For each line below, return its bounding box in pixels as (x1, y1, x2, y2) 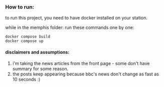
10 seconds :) (12, 76, 41, 82)
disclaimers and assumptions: (5, 49, 70, 55)
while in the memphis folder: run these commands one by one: (5, 24, 134, 30)
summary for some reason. (12, 65, 69, 71)
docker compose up (5, 38, 44, 43)
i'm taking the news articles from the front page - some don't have (12, 60, 150, 66)
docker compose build (5, 34, 51, 39)
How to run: (5, 3, 35, 10)
